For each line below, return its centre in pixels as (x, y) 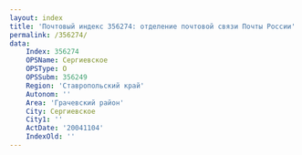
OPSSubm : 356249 (57, 77)
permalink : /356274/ (49, 35)
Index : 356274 (52, 52)
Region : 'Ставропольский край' (85, 86)
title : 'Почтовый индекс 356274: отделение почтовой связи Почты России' (153, 26)
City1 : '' (45, 119)
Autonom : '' (48, 94)
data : (20, 43)
